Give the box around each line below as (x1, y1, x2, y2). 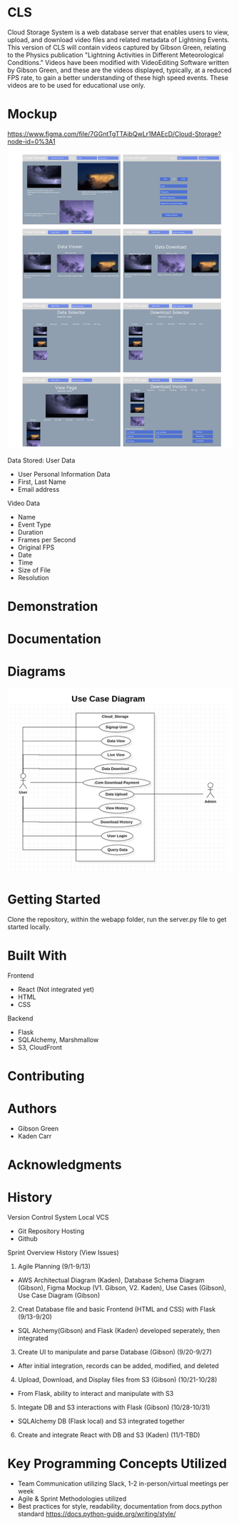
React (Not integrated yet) (17, 985, 95, 993)
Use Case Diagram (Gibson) (17, 1291, 101, 1299)
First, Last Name (17, 477, 66, 486)
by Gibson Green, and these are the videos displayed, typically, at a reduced (7, 66, 232, 74)
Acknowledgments (7, 1157, 123, 1173)
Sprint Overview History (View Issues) (7, 1248, 119, 1257)
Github (17, 1235, 38, 1243)
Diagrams (7, 664, 66, 680)
